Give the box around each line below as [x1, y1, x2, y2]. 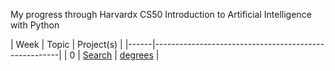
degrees [119, 49, 154, 61]
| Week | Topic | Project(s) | [10, 39, 123, 50]
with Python [10, 19, 60, 31]
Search [82, 49, 113, 61]
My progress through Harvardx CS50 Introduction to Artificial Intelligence [10, 9, 312, 20]
